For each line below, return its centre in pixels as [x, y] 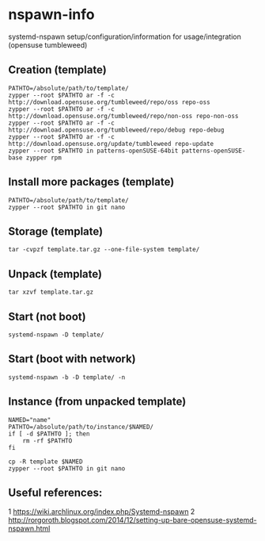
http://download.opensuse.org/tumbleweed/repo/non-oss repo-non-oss [123, 116]
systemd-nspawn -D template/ [56, 335]
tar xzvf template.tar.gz [51, 292]
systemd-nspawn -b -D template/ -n [67, 377]
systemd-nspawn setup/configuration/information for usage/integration [125, 36]
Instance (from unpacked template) [97, 402]
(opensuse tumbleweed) [48, 44]
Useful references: [55, 493]
